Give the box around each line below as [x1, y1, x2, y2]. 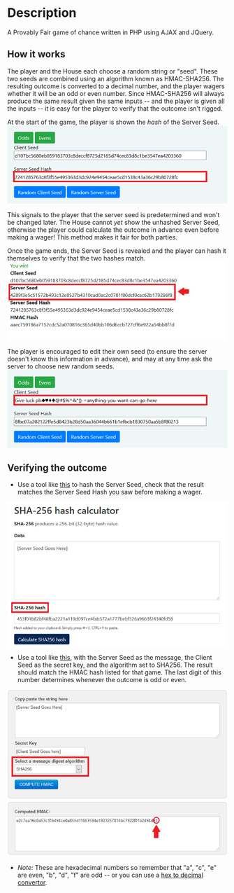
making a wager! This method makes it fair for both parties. [7, 233, 178, 242]
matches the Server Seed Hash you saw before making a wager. [17, 488, 203, 497]
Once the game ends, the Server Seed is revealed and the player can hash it [7, 247, 227, 255]
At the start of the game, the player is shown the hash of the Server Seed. [7, 118, 220, 126]
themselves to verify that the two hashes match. [7, 254, 146, 263]
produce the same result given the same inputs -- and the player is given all [7, 97, 225, 105]
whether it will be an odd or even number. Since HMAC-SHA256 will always [7, 89, 225, 97]
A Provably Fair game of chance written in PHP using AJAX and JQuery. [7, 28, 214, 36]
